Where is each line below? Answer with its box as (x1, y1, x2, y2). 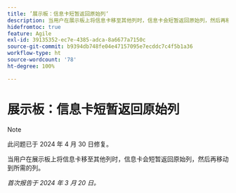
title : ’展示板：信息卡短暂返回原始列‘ (7, 10, 109, 18)
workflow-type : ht (7, 50, 61, 57)
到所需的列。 (7, 163, 44, 172)
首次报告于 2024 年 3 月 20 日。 (7, 178, 100, 187)
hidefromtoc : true (7, 23, 61, 30)
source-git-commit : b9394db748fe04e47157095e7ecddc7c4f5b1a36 (7, 43, 193, 50)
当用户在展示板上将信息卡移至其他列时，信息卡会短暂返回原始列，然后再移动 (7, 154, 229, 163)
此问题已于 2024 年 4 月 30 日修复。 (7, 139, 112, 148)
